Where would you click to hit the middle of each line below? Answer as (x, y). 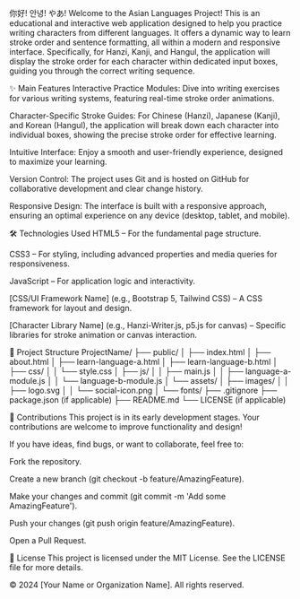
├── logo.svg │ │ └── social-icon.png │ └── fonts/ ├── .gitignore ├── (143, 390)
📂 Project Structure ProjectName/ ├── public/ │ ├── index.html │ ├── (140, 352)
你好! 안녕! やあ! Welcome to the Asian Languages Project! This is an (135, 13)
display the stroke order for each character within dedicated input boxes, (144, 61)
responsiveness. (39, 264)
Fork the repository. (46, 461)
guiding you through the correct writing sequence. (102, 71)
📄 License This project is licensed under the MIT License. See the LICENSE (148, 558)
